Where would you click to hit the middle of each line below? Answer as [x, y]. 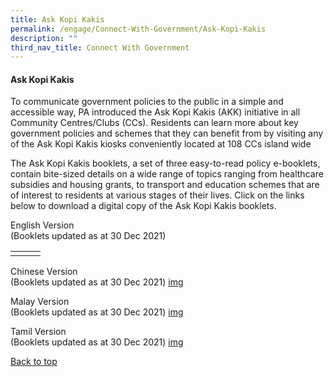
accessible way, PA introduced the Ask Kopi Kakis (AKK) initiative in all [155, 112]
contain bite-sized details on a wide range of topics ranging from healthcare [167, 174]
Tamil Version [38, 332]
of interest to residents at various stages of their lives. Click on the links [157, 195]
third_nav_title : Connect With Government [100, 47]
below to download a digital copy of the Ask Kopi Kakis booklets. [143, 206]
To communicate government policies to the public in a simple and [147, 102]
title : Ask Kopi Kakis [57, 19]
